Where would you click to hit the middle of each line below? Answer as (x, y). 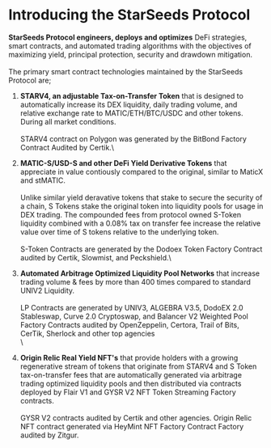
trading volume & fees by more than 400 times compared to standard (135, 281)
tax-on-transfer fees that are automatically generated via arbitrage (131, 374)
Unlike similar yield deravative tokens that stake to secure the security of (141, 197)
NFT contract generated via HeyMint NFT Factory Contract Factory (132, 426)
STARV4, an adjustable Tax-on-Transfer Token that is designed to (132, 95)
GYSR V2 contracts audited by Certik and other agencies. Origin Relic (136, 417)
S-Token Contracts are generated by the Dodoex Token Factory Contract (141, 249)
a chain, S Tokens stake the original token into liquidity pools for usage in (142, 206)
